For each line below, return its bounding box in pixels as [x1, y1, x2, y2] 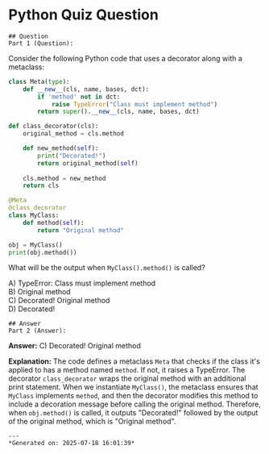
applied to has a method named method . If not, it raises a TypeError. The [8, 365, 246, 375]
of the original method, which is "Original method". [8, 417, 176, 427]
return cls [23, 181, 60, 190]
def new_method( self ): [23, 144, 99, 152]
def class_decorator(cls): [8, 123, 99, 131]
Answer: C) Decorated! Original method [8, 341, 141, 351]
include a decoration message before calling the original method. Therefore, [8, 399, 262, 409]
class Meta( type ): [8, 77, 70, 85]
